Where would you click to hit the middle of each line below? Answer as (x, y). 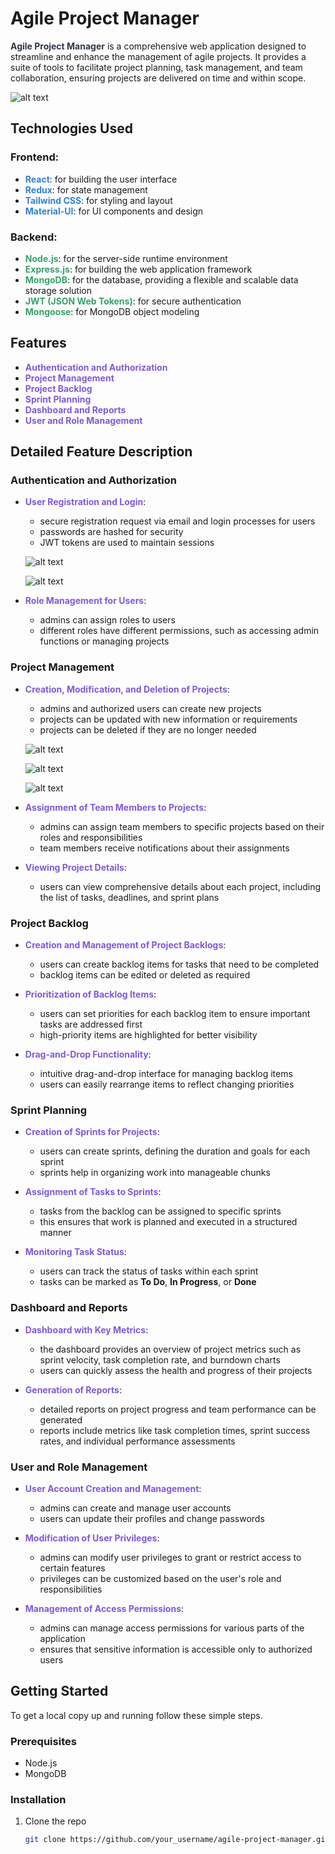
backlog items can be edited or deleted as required (145, 975)
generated (61, 1419)
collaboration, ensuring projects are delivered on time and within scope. (158, 78)
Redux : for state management (86, 189)
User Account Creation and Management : (113, 1488)
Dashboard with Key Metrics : (86, 1329)
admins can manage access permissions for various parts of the (172, 1628)
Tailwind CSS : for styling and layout (98, 200)
